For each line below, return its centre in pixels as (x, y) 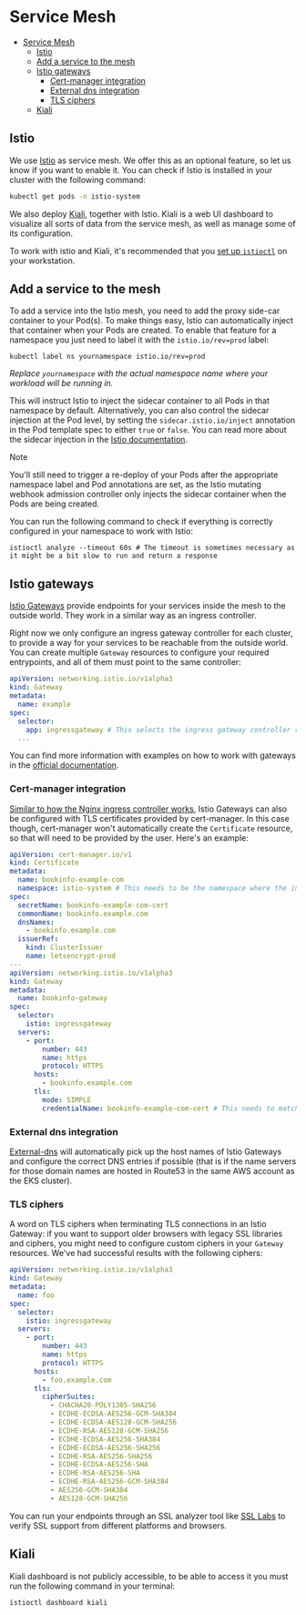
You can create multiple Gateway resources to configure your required (139, 652)
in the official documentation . (64, 765)
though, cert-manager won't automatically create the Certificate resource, (151, 828)
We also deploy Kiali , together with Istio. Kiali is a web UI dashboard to (141, 214)
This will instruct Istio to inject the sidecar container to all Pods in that (140, 401)
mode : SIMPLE (67, 1099)
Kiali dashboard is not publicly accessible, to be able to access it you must (149, 1576)
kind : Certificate (44, 863)
